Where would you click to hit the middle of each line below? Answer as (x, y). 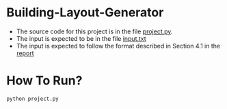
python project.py (32, 99)
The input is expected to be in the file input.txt (81, 38)
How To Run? (44, 81)
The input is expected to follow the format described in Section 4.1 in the (118, 46)
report (25, 53)
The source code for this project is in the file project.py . (94, 31)
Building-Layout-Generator (85, 13)
